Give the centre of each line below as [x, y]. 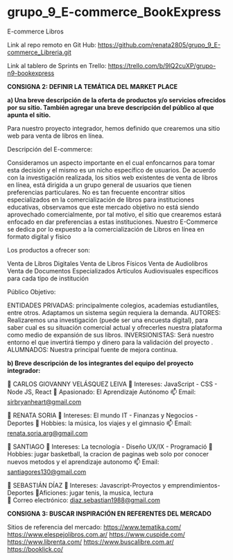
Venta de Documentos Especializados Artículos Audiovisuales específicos [113, 271]
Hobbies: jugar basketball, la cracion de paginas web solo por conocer [108, 454]
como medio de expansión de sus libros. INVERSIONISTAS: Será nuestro [111, 335]
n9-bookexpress [31, 73]
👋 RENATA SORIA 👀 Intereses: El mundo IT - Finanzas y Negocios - [103, 415]
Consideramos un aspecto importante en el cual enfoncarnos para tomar [111, 162]
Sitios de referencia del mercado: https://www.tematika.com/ [94, 527]
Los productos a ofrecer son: [49, 250]
